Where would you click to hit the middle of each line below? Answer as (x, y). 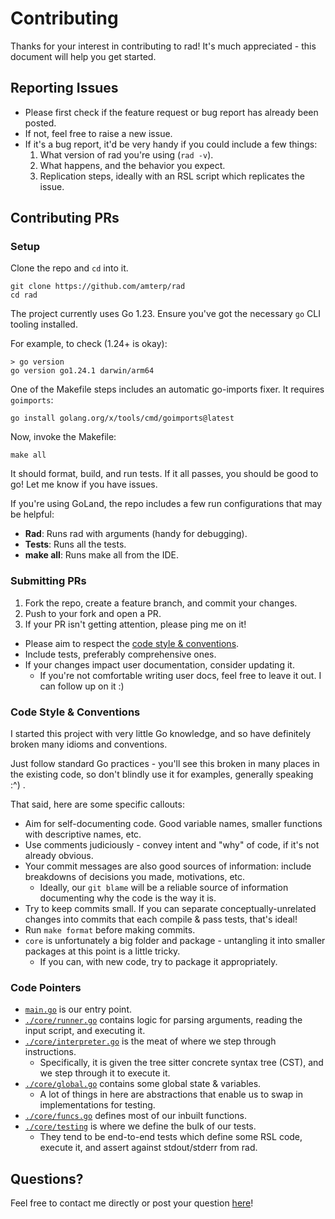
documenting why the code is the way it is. (128, 898)
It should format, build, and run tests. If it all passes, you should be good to (164, 474)
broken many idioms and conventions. (89, 744)
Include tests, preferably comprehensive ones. (120, 654)
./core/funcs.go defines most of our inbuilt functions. (135, 1116)
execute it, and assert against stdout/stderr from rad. (148, 1148)
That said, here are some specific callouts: (97, 804)
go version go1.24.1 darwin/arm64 (82, 371)
